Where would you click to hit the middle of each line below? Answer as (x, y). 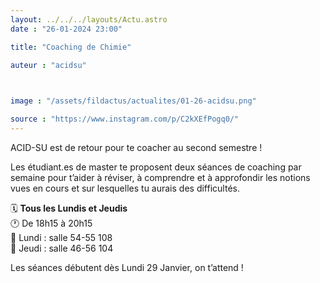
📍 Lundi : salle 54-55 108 (61, 237)
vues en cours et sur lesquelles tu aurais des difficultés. (125, 188)
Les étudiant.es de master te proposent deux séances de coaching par (156, 167)
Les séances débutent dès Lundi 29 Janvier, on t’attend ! (127, 267)
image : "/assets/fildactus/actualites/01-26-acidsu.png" (133, 101)
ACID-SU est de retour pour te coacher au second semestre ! (136, 147)
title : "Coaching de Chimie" (71, 47)
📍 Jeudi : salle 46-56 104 (62, 248)
